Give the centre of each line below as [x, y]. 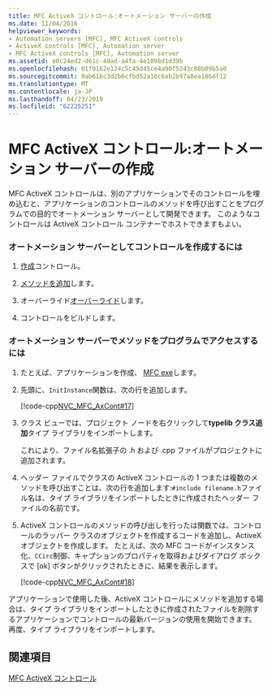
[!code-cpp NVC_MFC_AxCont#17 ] [77, 406]
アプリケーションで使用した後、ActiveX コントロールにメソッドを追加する [133, 598]
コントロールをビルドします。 [70, 318]
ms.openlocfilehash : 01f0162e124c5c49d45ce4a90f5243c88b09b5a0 [118, 69]
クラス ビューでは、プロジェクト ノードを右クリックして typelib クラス [138, 422]
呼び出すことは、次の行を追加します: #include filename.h [145, 487]
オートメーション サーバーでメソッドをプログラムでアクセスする [133, 341]
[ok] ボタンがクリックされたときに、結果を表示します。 [129, 566]
